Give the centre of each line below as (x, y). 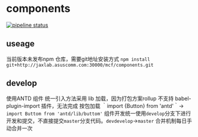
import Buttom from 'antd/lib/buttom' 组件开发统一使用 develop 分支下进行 (99, 113)
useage (20, 44)
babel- (183, 98)
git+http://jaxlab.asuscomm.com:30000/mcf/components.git (80, 65)
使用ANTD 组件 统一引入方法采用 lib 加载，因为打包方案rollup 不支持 (90, 98)
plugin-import (23, 105)
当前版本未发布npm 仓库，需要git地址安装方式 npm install (78, 59)
